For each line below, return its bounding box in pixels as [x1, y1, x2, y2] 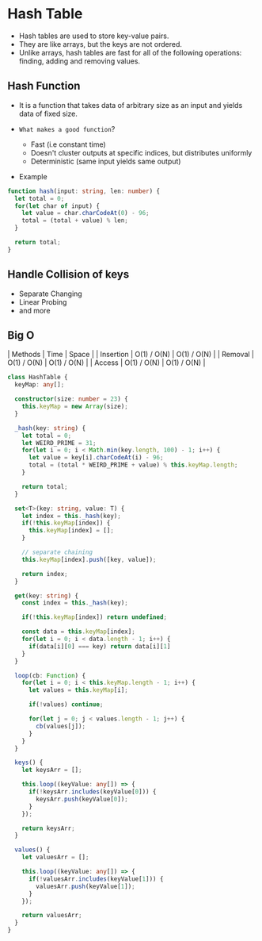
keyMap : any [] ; [14, 381, 65, 389]
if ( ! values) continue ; [28, 701, 104, 709]
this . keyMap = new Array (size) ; [21, 402, 128, 410]
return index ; [21, 570, 68, 578]
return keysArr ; [21, 824, 76, 832]
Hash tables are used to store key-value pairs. [18, 31, 169, 40]
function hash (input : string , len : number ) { [7, 187, 160, 195]
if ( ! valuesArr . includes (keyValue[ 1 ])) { [28, 874, 164, 883]
